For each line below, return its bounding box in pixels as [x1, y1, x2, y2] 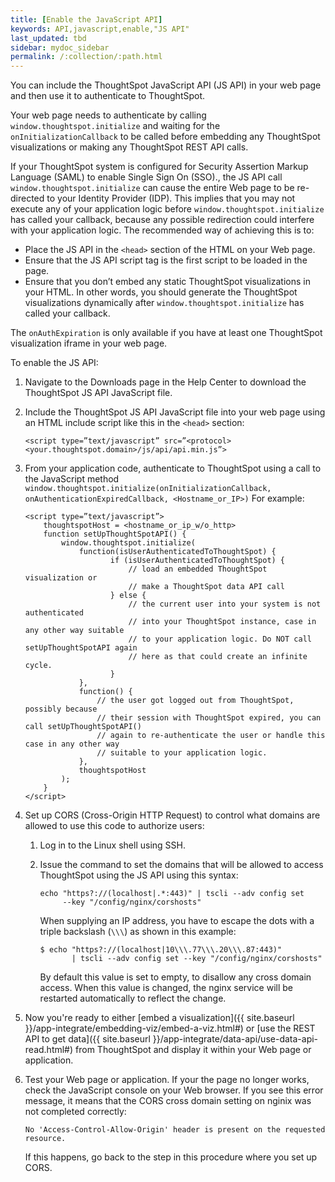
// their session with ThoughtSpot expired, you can [96, 713, 322, 723]
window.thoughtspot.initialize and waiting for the [10, 120, 221, 132]
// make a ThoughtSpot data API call [128, 582, 286, 592]
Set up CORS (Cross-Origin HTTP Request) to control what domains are [24, 809, 321, 821]
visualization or [24, 573, 98, 583]
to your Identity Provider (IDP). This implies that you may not [46, 192, 296, 205]
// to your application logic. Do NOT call [128, 634, 312, 645]
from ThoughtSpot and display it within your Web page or [75, 1044, 312, 1056]
